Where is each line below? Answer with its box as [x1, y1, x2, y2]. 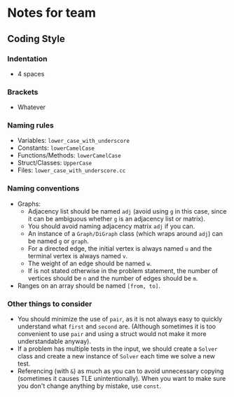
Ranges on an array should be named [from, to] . [17, 281, 161, 290]
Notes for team [7, 5, 96, 21]
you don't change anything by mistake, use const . [17, 382, 161, 390]
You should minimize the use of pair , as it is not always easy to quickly [17, 315, 223, 323]
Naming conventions [7, 183, 80, 193]
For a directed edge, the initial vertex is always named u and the [27, 244, 212, 253]
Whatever [17, 103, 46, 111]
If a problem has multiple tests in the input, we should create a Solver [17, 344, 218, 353]
